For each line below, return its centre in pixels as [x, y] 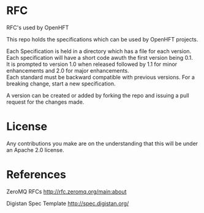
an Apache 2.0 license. [35, 150]
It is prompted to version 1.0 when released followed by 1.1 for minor [92, 64]
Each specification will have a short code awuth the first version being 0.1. [100, 57]
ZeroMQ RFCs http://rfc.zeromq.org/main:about [66, 191]
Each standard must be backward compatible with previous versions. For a [100, 77]
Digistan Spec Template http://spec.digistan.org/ [68, 203]
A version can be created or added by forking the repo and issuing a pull [98, 95]
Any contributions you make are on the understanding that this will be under [102, 143]
